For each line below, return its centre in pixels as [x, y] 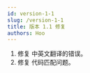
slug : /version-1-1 [36, 20]
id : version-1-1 [31, 14]
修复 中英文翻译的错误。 [52, 54]
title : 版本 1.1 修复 [37, 26]
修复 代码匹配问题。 [46, 63]
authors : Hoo [26, 33]
